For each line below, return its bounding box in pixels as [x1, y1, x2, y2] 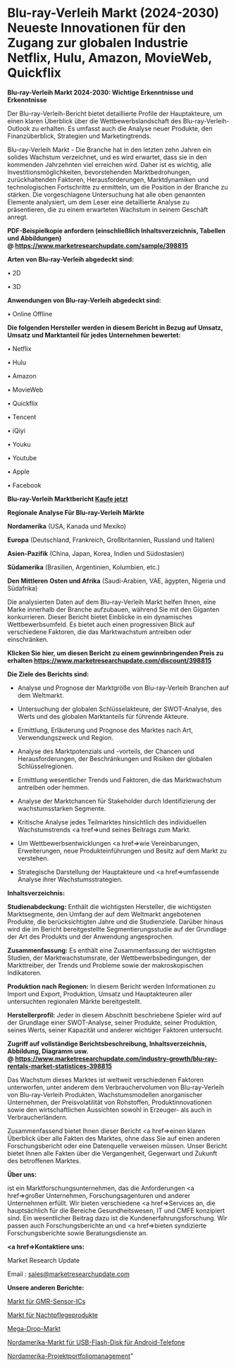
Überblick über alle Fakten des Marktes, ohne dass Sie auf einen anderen [7, 1134, 221, 1142]
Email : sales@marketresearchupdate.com [7, 1270, 130, 1278]
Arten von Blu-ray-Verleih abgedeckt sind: [7, 255, 135, 264]
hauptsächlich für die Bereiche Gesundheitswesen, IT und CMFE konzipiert [7, 1206, 225, 1215]
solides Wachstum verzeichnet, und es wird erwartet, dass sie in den [7, 153, 207, 161]
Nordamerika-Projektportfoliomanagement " [7, 1351, 134, 1360]
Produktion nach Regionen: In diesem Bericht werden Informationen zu [7, 982, 216, 991]
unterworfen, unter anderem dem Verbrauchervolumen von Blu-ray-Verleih [7, 1083, 224, 1091]
